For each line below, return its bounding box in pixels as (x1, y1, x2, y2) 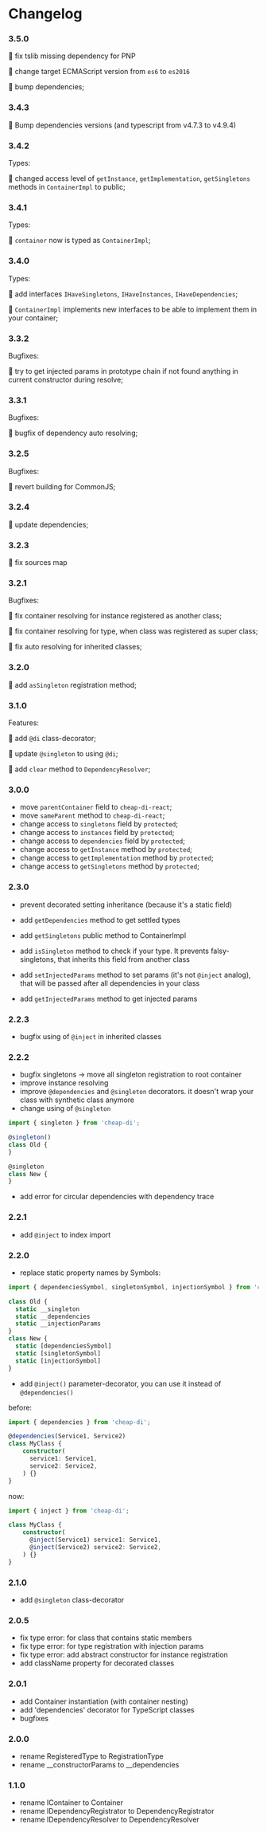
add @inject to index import (19, 1230, 111, 1239)
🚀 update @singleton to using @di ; (8, 749, 118, 759)
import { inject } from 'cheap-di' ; (8, 1507, 130, 1515)
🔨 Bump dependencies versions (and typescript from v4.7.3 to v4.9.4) (8, 120, 237, 130)
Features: (8, 718, 40, 728)
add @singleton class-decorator (19, 1595, 125, 1604)
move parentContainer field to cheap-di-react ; (19, 802, 172, 812)
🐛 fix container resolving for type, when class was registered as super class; (8, 626, 258, 636)
